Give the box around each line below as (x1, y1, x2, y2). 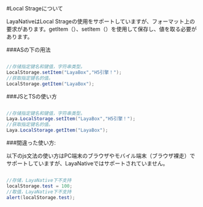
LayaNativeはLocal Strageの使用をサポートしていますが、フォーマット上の (6, 18, 195, 25)
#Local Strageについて (6, 5, 63, 12)
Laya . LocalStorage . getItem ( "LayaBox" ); (6, 127, 109, 134)
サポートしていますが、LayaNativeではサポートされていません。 (6, 160, 169, 167)
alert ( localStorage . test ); (6, 194, 75, 200)
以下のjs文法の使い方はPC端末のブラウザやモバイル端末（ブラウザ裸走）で (6, 152, 195, 159)
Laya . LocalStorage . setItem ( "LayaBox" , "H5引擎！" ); (6, 116, 136, 122)
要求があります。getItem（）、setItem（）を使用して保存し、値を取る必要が (6, 26, 197, 32)
